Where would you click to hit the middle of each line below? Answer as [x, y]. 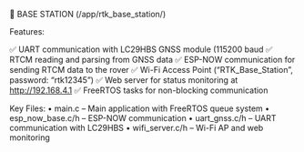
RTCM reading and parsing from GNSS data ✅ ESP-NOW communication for [152, 60]
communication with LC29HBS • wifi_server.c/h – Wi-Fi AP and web [137, 128]
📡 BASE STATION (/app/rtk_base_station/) [88, 14]
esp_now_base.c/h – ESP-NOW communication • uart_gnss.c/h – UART [143, 118]
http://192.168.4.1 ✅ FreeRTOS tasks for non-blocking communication [139, 90]
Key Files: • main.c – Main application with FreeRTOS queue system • [140, 108]
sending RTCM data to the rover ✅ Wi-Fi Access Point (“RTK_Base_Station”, [151, 70]
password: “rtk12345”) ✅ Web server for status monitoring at [124, 80]
